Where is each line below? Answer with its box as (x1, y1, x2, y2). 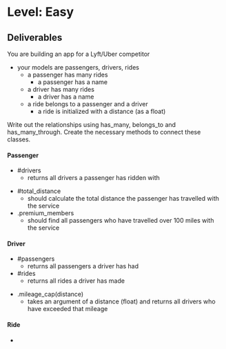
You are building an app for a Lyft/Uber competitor (7, 50, 150, 58)
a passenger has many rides (27, 70, 108, 79)
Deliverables (7, 32, 63, 43)
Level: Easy (7, 4, 74, 20)
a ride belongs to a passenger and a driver (27, 100, 148, 108)
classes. (7, 135, 31, 143)
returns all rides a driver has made (27, 277, 125, 285)
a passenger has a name (37, 78, 108, 86)
